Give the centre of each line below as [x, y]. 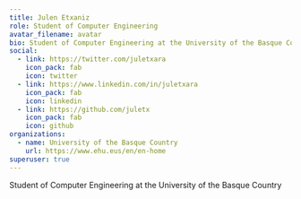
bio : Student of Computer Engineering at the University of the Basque [146, 43]
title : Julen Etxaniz [50, 17]
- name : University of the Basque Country [98, 143]
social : [24, 51]
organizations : [38, 134]
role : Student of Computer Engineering [84, 26]
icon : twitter [52, 76]
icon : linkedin [54, 101]
